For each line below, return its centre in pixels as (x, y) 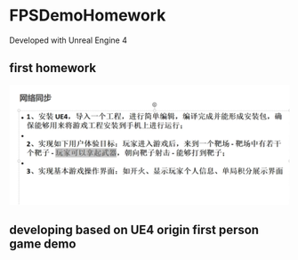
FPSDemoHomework (88, 16)
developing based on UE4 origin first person (134, 229)
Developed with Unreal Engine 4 (68, 40)
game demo (43, 244)
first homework (53, 68)
